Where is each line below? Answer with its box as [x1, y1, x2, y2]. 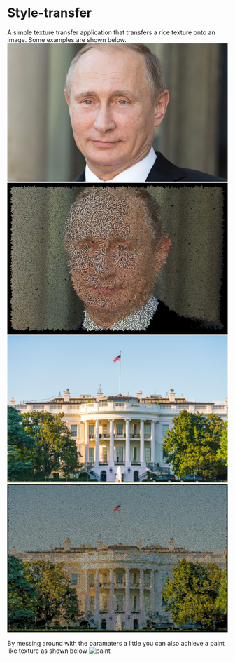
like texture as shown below [7, 647, 87, 655]
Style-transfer [7, 5, 92, 21]
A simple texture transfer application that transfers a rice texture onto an [7, 28, 215, 36]
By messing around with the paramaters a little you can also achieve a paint [7, 640, 225, 648]
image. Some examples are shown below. [7, 35, 127, 43]
